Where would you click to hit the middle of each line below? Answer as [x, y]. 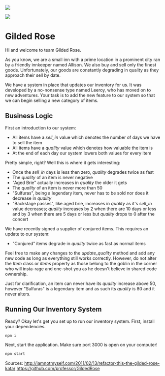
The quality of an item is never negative [52, 177]
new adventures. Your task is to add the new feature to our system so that [80, 95]
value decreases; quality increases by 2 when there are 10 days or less [84, 209]
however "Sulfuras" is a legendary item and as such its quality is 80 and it [80, 288]
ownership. [16, 274]
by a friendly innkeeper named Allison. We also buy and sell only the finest [81, 64]
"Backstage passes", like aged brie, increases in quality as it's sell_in [82, 203]
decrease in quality [32, 198]
